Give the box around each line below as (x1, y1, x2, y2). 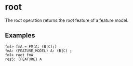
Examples (5, 31, 35, 40)
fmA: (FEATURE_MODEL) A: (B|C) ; (5, 48, 72, 53)
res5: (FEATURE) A (5, 57, 42, 62)
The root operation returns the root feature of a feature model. (5, 17, 129, 23)
